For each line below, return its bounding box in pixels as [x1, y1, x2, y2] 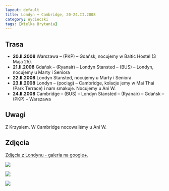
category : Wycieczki [5, 17, 49, 22]
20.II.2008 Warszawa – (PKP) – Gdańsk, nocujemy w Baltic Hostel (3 [12, 53, 156, 59]
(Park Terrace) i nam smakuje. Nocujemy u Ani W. [12, 85, 116, 91]
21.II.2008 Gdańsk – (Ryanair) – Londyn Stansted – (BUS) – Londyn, [12, 64, 154, 70]
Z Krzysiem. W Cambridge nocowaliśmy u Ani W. [5, 124, 107, 130]
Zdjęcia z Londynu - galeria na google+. [5, 152, 89, 158]
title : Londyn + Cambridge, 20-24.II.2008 [5, 12, 96, 17]
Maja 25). [12, 59, 33, 65]
